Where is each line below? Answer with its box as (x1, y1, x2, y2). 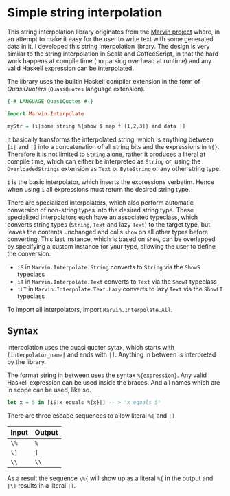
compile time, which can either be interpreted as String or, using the (7, 157, 201, 166)
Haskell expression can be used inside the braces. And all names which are (7, 379, 220, 387)
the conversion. (7, 249, 51, 258)
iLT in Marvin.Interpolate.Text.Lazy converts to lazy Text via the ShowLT (16, 284, 223, 293)
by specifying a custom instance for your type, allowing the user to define (7, 242, 216, 250)
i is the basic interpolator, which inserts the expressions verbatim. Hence (7, 177, 215, 186)
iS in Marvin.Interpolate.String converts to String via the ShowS (16, 262, 200, 271)
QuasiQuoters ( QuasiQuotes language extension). (7, 84, 146, 93)
